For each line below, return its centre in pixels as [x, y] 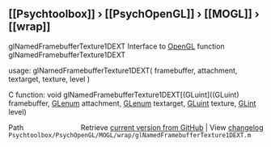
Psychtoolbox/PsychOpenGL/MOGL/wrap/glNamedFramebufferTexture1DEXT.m [130, 135]
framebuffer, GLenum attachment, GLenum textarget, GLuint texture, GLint [132, 103]
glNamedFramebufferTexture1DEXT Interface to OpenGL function [116, 46]
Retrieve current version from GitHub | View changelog [172, 127]
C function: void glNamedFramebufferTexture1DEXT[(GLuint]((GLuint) [124, 94]
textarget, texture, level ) [49, 79]
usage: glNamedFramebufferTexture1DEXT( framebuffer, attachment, [123, 70]
